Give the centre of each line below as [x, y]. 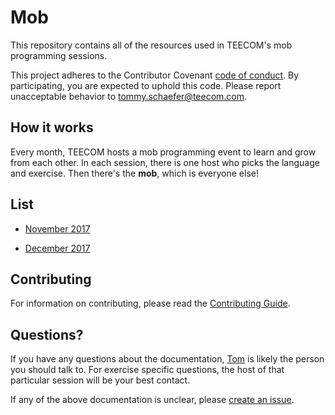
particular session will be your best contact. [100, 380]
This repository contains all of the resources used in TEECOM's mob [151, 45]
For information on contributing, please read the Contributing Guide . [150, 303]
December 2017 [57, 248]
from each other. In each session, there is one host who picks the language [165, 162]
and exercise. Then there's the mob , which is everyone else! [134, 173]
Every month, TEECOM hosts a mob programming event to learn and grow [163, 152]
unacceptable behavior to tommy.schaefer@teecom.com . [129, 96]
